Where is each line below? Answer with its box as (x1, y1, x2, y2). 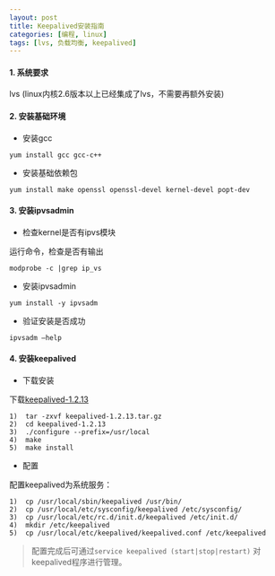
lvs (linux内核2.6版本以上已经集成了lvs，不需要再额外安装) (9, 89, 225, 100)
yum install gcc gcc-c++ (9, 150, 102, 160)
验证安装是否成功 (21, 315, 86, 326)
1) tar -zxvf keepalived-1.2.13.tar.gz (9, 412, 163, 422)
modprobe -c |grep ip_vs (9, 264, 102, 273)
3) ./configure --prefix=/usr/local (9, 428, 150, 437)
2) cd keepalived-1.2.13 (9, 420, 106, 429)
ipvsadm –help (9, 333, 63, 342)
